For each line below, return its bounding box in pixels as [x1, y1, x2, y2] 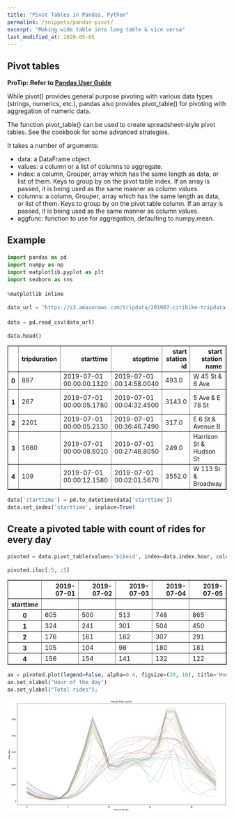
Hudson [193, 447, 216, 456]
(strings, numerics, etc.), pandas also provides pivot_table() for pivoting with [7, 100, 226, 108]
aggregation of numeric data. [7, 107, 91, 115]
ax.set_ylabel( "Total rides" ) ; [7, 686, 98, 693]
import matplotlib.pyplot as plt [7, 269, 104, 276]
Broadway [193, 479, 223, 488]
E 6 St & [193, 415, 216, 423]
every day [7, 534, 52, 546]
